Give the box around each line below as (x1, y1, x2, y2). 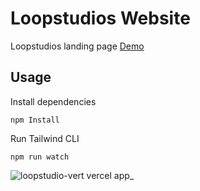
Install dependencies (10, 95, 97, 107)
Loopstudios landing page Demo (10, 40, 145, 52)
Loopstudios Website (10, 7, 191, 30)
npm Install (10, 115, 60, 125)
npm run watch (10, 152, 70, 162)
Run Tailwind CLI (10, 132, 80, 144)
